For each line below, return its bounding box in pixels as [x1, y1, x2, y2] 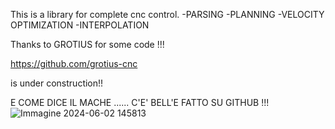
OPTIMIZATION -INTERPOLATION [10, 19, 150, 31]
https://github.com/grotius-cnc [10, 58, 138, 69]
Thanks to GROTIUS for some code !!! [10, 39, 165, 50]
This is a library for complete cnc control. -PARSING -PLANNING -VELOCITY [10, 9, 325, 20]
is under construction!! [10, 77, 104, 89]
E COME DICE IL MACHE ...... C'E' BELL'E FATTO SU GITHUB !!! [10, 97, 270, 108]
